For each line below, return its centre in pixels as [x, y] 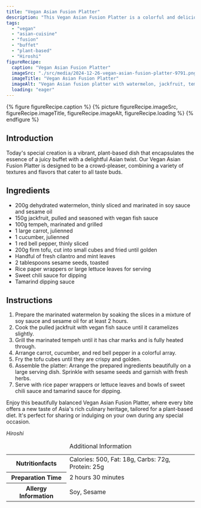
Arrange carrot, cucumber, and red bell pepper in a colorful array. [95, 353]
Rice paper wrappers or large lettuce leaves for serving [83, 269]
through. [25, 347]
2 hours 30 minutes [97, 477]
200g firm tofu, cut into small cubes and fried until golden [86, 250]
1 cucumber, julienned [42, 237]
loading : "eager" [33, 90]
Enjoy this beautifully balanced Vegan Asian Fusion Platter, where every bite [100, 403]
